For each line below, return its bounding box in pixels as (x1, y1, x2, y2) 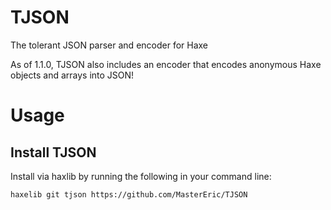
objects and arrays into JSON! (10, 69, 135, 81)
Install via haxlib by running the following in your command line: (10, 170, 272, 182)
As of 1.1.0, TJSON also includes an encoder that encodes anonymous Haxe (10, 58, 322, 70)
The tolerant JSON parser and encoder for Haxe (10, 39, 209, 51)
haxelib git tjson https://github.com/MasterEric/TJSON (10, 189, 248, 200)
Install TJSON (10, 144, 97, 161)
